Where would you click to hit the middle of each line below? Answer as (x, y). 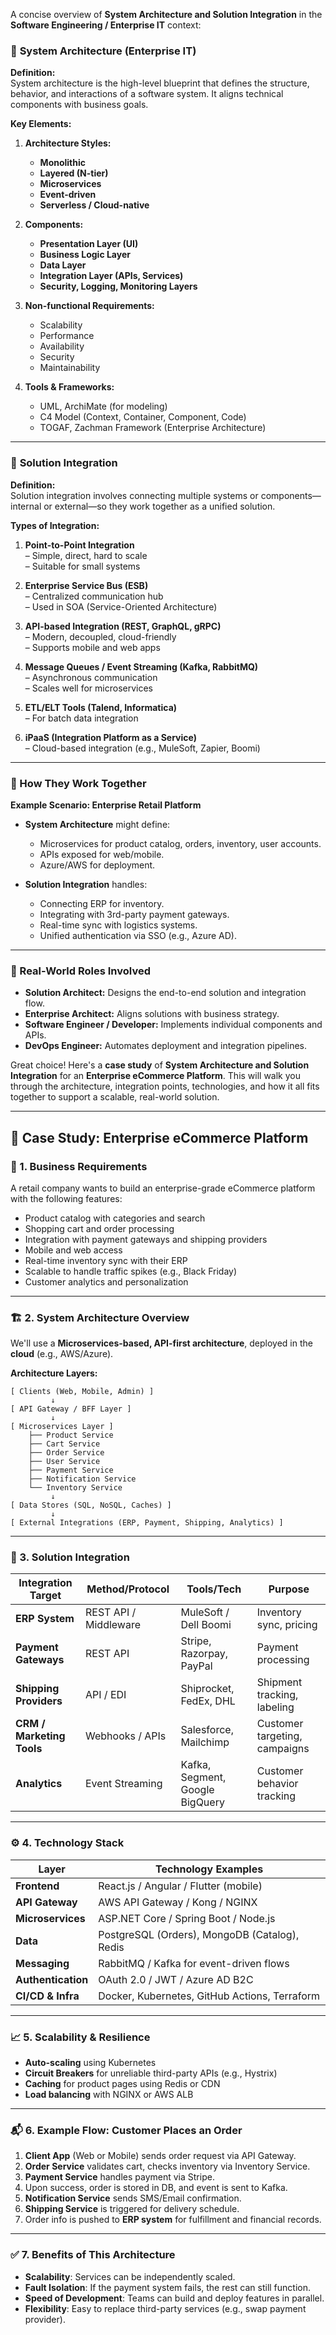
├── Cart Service (64, 1444)
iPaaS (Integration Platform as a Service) (110, 737)
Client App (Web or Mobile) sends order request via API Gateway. (160, 2156)
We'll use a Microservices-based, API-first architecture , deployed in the (161, 1343)
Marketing (40, 1736)
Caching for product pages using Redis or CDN (122, 2084)
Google (197, 1790)
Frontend (37, 1886)
